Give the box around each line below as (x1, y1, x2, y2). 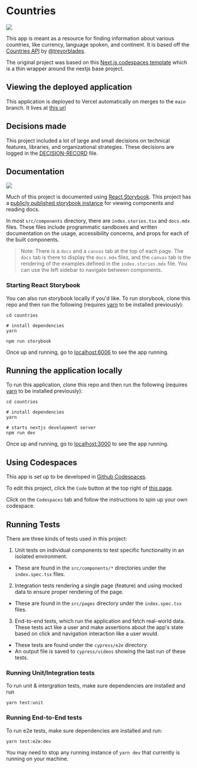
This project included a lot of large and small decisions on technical (6, 137, 170, 144)
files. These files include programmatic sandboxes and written (6, 223, 157, 231)
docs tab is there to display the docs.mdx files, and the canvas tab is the (20, 254, 191, 261)
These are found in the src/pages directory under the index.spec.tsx (14, 600, 182, 607)
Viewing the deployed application (6, 82, 133, 92)
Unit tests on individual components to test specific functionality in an (14, 546, 185, 554)
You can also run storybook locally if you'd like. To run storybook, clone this (6, 294, 191, 302)
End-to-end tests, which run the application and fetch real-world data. (14, 617, 186, 624)
